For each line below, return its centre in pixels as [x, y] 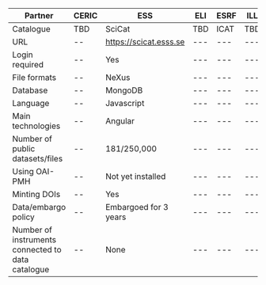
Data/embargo [39, 207]
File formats [34, 77]
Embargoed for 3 [137, 207]
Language [31, 103]
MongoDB [124, 90]
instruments [34, 239]
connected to [37, 250]
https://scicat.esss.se [145, 42]
